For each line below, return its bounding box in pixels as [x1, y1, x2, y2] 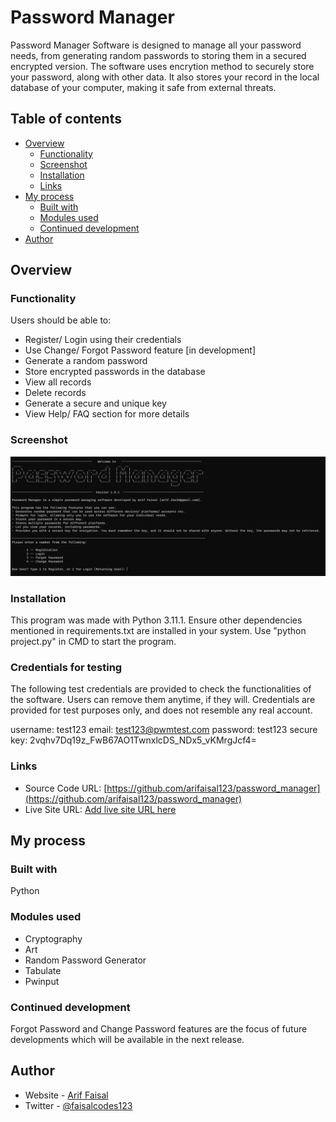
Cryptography [24, 932, 83, 945]
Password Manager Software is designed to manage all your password [10, 39, 302, 51]
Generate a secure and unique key [24, 397, 167, 410]
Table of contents [10, 111, 122, 128]
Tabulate [24, 964, 62, 976]
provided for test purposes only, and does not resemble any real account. [10, 704, 313, 716]
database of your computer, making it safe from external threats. [10, 81, 277, 93]
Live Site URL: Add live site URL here [24, 803, 177, 815]
